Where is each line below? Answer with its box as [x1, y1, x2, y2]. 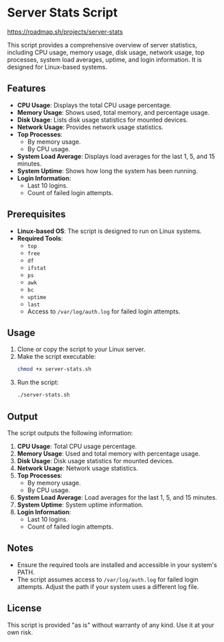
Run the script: [16, 378, 59, 386]
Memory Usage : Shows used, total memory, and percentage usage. [16, 108, 210, 116]
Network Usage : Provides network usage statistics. [16, 122, 164, 131]
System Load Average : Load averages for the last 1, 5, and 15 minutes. [16, 493, 218, 501]
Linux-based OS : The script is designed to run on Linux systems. [16, 227, 202, 235]
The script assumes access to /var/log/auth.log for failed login [16, 575, 199, 584]
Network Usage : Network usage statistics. [16, 464, 139, 472]
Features [7, 82, 46, 94]
